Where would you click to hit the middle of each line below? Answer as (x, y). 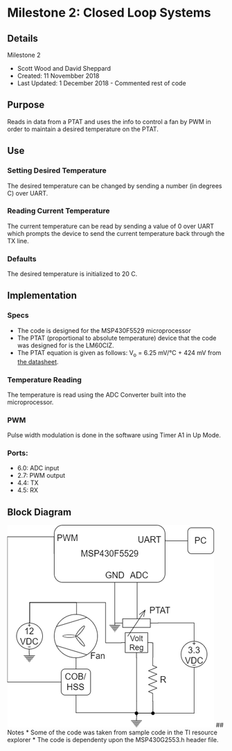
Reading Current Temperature (59, 211)
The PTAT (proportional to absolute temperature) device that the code (117, 338)
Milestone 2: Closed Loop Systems (109, 13)
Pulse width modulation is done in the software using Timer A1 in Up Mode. (114, 435)
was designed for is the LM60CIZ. (65, 345)
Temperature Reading (44, 379)
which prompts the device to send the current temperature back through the (116, 233)
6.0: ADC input (38, 468)
